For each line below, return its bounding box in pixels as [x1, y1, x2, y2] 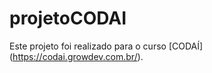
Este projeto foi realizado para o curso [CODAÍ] [9, 40, 204, 52]
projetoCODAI [9, 7, 127, 30]
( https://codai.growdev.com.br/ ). [9, 50, 144, 62]
